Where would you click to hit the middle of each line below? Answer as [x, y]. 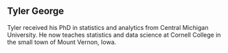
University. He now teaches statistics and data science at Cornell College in [114, 35]
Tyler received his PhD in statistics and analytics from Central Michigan [108, 27]
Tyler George [36, 11]
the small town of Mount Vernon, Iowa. [62, 42]
